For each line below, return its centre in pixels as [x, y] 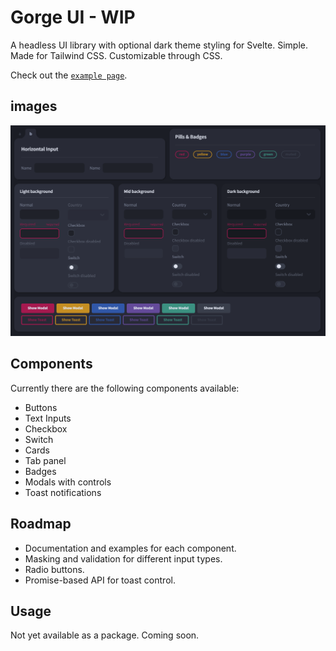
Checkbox [46, 428]
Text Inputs [48, 418]
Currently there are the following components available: [125, 388]
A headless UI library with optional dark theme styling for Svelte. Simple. [159, 45]
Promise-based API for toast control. [100, 580]
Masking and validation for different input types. [123, 558]
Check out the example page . [69, 75]
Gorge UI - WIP [73, 17]
